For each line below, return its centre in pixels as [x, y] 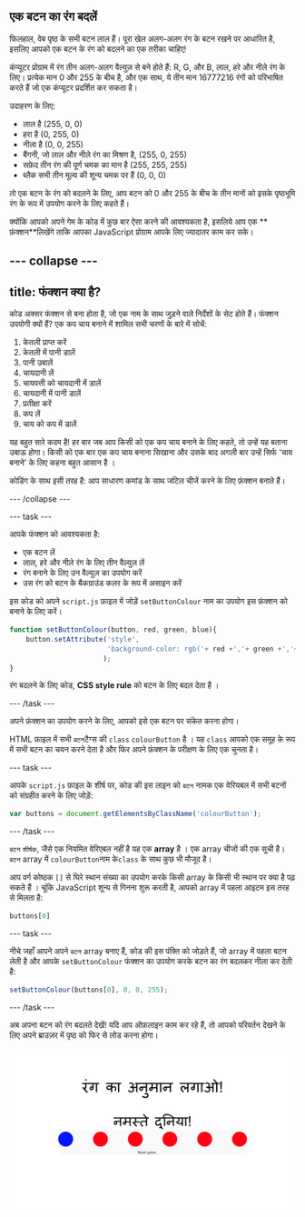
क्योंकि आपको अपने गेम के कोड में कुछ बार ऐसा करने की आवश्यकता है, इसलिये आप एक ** [138, 221]
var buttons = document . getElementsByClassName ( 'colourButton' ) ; [135, 814]
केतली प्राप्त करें [44, 343]
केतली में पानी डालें [49, 353]
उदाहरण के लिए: [33, 105]
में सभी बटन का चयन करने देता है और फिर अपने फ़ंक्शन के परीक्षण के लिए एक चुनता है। [134, 750]
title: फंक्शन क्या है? [55, 292]
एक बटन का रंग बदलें [54, 17]
